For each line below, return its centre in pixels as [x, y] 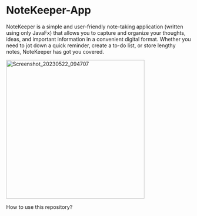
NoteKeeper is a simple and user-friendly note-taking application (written [95, 27]
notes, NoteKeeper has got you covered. [55, 51]
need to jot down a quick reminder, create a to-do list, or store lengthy [91, 45]
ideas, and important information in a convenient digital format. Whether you [98, 39]
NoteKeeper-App [49, 10]
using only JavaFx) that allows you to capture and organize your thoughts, [96, 32]
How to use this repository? [39, 207]
